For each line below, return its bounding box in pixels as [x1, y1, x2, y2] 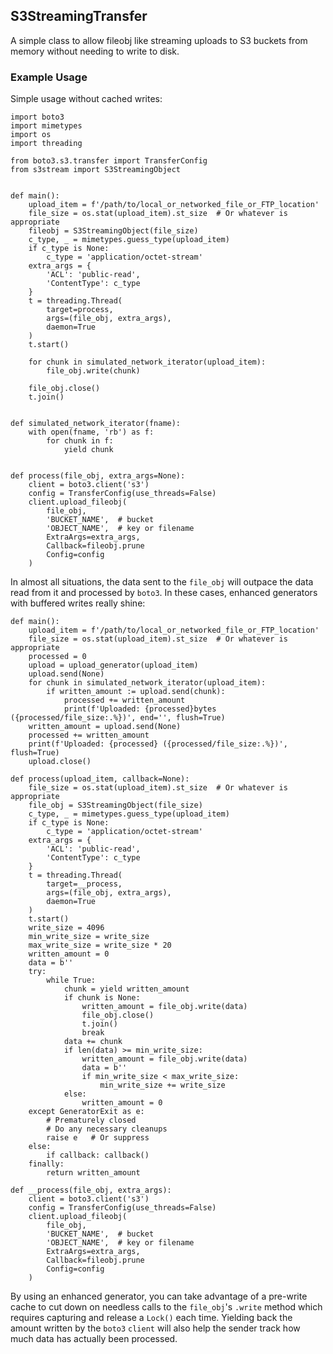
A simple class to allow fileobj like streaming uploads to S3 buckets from [10, 34, 308, 46]
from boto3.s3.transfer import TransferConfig [10, 156, 208, 166]
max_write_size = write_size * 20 [28, 940, 172, 951]
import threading [10, 139, 83, 149]
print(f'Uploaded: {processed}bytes [63, 704, 217, 714]
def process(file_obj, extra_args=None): [10, 471, 186, 481]
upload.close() [28, 757, 92, 767]
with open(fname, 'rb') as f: [28, 427, 155, 438]
